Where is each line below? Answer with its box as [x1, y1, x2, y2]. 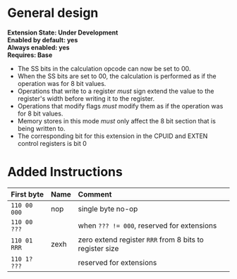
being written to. [17, 124, 66, 132]
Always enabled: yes [7, 43, 70, 51]
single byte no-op [78, 204, 138, 213]
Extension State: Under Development [7, 28, 119, 37]
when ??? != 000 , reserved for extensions [78, 221, 217, 230]
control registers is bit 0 [17, 139, 87, 147]
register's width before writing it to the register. [17, 94, 155, 103]
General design [7, 5, 99, 21]
